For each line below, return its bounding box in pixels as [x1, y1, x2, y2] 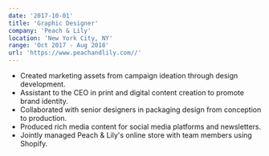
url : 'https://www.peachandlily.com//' [8, 49, 142, 57]
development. [19, 79, 66, 89]
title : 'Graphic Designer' [8, 19, 99, 27]
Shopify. [19, 139, 48, 148]
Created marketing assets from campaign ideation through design [19, 71, 238, 80]
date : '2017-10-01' [8, 11, 74, 20]
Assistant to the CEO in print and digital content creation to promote [19, 88, 245, 97]
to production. [19, 114, 67, 122]
